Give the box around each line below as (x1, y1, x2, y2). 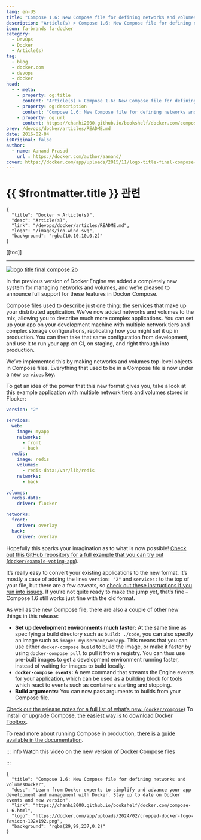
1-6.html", (6, 808, 33, 814)
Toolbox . (6, 718, 28, 725)
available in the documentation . (6, 736, 84, 743)
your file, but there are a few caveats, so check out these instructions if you (6, 581, 193, 589)
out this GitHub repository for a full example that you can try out (6, 551, 164, 558)
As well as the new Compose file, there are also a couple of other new (6, 606, 179, 613)
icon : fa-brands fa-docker (6, 25, 74, 32)
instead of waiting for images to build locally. (14, 662, 126, 669)
